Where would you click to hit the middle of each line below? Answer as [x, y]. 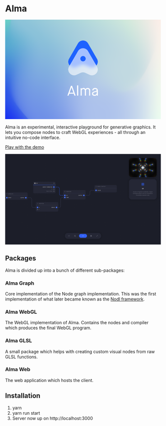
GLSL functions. [21, 357]
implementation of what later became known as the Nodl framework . [75, 299]
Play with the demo [25, 147]
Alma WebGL [21, 312]
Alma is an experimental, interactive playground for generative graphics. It [81, 127]
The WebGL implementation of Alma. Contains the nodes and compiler [77, 323]
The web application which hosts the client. [49, 380]
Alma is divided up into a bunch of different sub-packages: [65, 270]
